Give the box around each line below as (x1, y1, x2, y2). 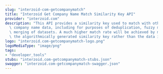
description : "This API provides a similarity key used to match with (5, 20, 151, 26)
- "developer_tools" (5, 52, 47, 57)
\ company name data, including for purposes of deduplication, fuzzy (9, 25, 155, 30)
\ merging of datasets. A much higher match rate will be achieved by (9, 30, 155, 35)
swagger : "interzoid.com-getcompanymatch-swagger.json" (5, 61, 120, 66)
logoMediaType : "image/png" (5, 43, 62, 48)
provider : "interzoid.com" (5, 16, 60, 21)
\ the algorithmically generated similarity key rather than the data (9, 35, 155, 39)
